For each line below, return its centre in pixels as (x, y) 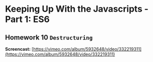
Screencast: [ (19, 49)
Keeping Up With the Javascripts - (77, 9)
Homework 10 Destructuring (49, 37)
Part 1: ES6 (28, 19)
